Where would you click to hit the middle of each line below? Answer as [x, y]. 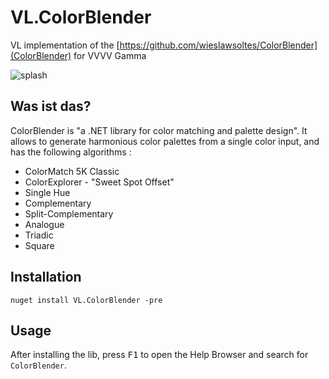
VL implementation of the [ [65, 45]
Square [39, 245]
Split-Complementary [69, 213]
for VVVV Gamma [110, 55]
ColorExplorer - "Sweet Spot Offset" [99, 182]
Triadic [39, 235]
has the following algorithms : [71, 152]
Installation [46, 277]
